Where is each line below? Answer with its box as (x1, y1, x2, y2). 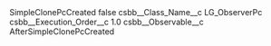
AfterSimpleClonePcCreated (9, 26, 115, 37)
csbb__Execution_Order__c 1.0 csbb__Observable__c (9, 16, 204, 27)
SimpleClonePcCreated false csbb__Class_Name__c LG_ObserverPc (9, 7, 263, 17)
